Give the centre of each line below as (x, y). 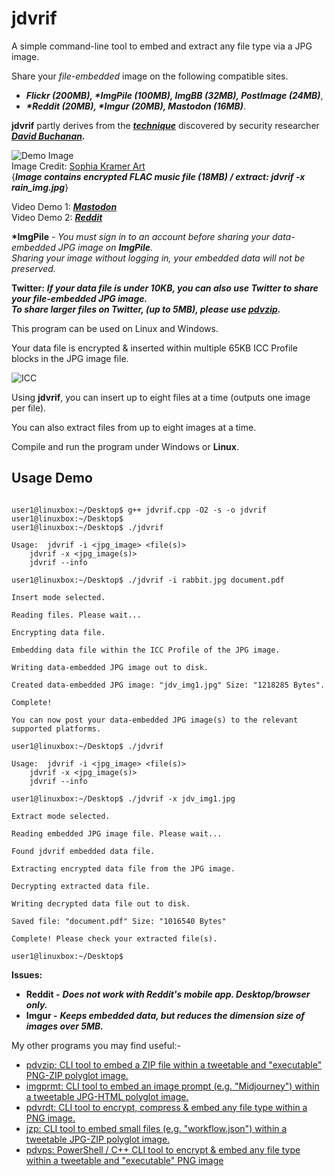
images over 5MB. (64, 1026)
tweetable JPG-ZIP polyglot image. (98, 1139)
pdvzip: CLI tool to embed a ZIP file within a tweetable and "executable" (174, 1064)
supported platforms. (56, 728)
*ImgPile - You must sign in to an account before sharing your (141, 236)
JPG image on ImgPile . (105, 247)
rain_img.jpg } (40, 187)
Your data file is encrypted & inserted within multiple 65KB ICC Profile (154, 348)
